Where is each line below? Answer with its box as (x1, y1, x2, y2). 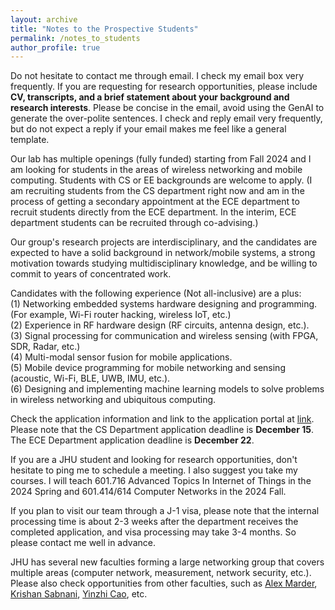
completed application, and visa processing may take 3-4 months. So (10, 526, 297, 538)
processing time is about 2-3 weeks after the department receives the (10, 516, 299, 528)
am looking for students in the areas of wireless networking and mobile (10, 164, 303, 176)
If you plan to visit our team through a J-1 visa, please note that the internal (10, 505, 320, 517)
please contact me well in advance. (10, 537, 156, 549)
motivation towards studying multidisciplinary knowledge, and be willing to (10, 257, 318, 270)
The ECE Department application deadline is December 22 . (10, 434, 255, 446)
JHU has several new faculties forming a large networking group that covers (10, 556, 325, 568)
